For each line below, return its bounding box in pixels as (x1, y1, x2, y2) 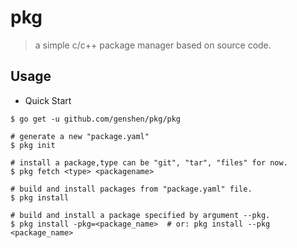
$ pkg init (10, 140, 56, 150)
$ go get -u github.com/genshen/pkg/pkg (10, 114, 182, 124)
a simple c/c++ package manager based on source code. (34, 39, 272, 51)
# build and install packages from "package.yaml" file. (10, 184, 253, 194)
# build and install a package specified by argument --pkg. (10, 210, 271, 220)
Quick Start (24, 94, 72, 106)
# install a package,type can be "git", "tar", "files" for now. (10, 157, 288, 168)
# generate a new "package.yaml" (10, 131, 150, 141)
